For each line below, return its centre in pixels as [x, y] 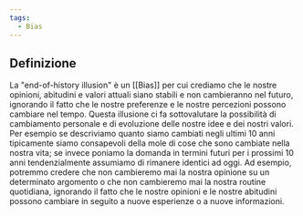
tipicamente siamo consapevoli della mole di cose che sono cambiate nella [150, 143]
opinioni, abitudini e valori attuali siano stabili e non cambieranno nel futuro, [151, 95]
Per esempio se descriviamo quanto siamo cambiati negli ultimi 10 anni [142, 134]
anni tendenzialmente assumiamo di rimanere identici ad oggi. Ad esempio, [151, 163]
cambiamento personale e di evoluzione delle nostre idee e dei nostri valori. [151, 124]
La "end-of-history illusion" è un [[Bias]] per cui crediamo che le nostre [143, 85]
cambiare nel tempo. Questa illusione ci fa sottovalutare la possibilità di [143, 114]
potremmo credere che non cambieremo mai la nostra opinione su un [140, 172]
